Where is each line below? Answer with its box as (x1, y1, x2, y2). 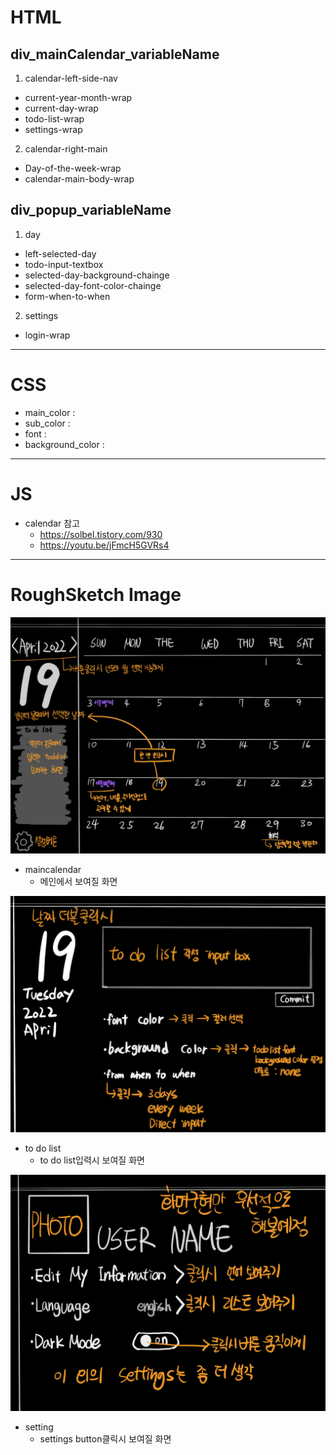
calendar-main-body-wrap (24, 173, 135, 185)
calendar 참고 (24, 517, 81, 529)
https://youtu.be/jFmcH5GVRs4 (39, 539, 170, 551)
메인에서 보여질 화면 (39, 875, 118, 887)
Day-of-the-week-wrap (24, 162, 122, 174)
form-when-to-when (24, 290, 111, 302)
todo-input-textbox (24, 258, 104, 270)
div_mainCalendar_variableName (10, 46, 220, 63)
